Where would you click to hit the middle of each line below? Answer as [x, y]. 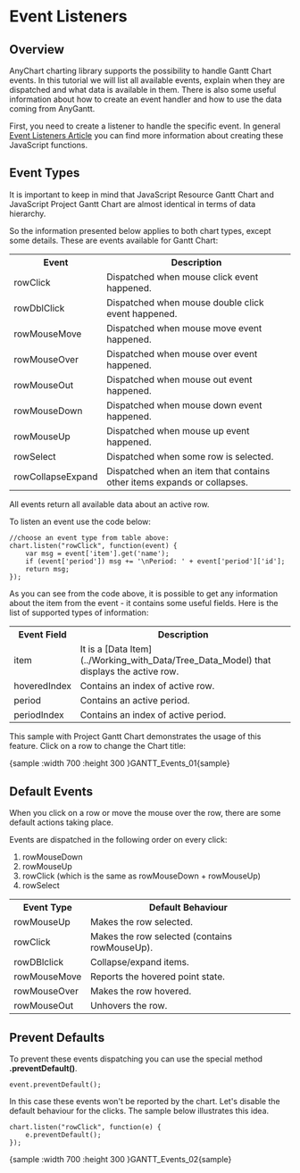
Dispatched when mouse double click [185, 303]
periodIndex [39, 714]
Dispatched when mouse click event [183, 277]
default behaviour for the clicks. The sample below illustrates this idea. [139, 1111]
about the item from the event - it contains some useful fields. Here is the [144, 603]
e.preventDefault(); [63, 1135]
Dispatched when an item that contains [188, 470]
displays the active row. [129, 671]
